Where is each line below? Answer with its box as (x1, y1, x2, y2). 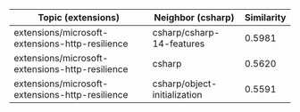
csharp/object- (152, 77, 217, 90)
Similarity (244, 12, 287, 23)
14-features (152, 37, 205, 50)
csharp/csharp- (152, 27, 221, 38)
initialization (152, 89, 203, 100)
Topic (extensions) (37, 12, 121, 23)
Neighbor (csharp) (154, 12, 235, 23)
